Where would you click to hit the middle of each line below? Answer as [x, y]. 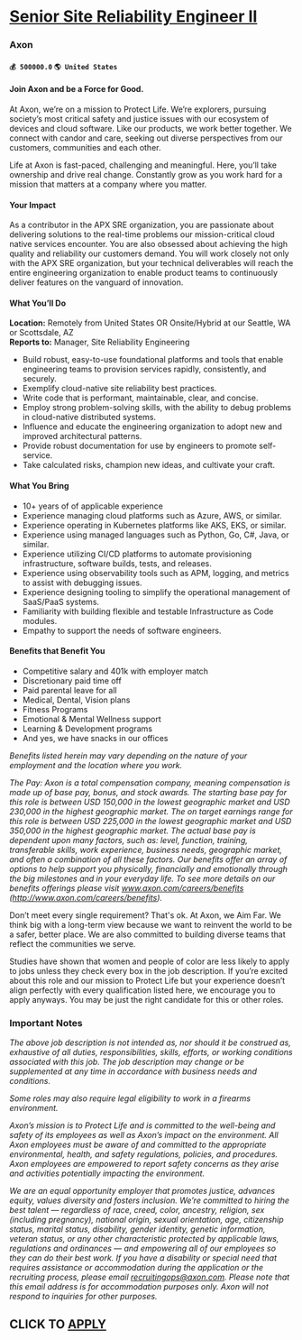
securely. [39, 379]
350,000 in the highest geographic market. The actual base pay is [133, 831]
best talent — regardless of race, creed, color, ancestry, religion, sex [137, 1210]
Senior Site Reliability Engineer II [133, 17]
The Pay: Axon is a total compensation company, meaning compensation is [150, 783]
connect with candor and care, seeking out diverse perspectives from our [146, 138]
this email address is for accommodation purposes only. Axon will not [139, 1287]
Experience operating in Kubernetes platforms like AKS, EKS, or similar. [154, 525]
